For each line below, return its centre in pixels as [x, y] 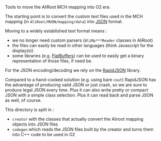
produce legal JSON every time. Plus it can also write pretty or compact [77, 90]
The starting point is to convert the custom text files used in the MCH [74, 16]
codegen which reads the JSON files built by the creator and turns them [83, 129]
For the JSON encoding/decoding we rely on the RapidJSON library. [73, 70]
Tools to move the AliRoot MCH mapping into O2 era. [58, 7]
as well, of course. [24, 100]
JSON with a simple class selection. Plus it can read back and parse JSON [79, 95]
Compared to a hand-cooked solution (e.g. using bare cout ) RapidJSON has [80, 80]
